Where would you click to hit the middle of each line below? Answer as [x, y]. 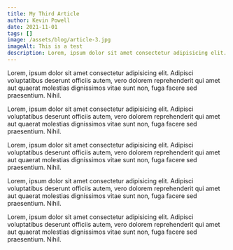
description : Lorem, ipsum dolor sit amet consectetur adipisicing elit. [117, 53]
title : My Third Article [43, 14]
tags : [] [20, 33]
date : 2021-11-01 [33, 27]
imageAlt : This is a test [45, 46]
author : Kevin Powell [39, 20]
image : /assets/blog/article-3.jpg [59, 40]
